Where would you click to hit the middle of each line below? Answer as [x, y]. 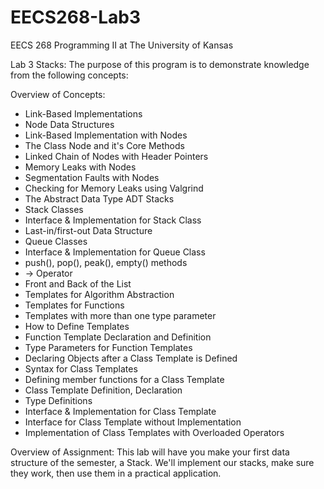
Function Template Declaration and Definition [118, 337]
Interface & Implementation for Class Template [120, 411]
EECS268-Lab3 [76, 17]
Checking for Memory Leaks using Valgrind [114, 188]
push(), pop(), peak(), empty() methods [106, 262]
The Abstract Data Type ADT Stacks [99, 198]
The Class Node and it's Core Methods [104, 145]
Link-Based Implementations [83, 113]
